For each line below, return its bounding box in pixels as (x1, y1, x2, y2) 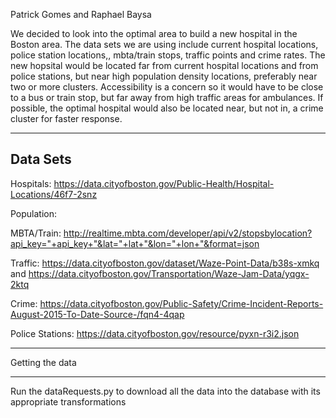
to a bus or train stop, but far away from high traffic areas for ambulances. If (10, 92, 324, 103)
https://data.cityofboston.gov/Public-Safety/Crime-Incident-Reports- (39, 297, 324, 309)
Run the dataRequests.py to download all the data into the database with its (10, 385, 321, 397)
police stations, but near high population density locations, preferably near (10, 70, 318, 82)
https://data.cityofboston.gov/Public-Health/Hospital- (53, 177, 275, 189)
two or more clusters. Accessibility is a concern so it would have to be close (10, 81, 324, 93)
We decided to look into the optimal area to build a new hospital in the (10, 28, 298, 39)
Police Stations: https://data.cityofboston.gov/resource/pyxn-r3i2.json (10, 327, 300, 339)
